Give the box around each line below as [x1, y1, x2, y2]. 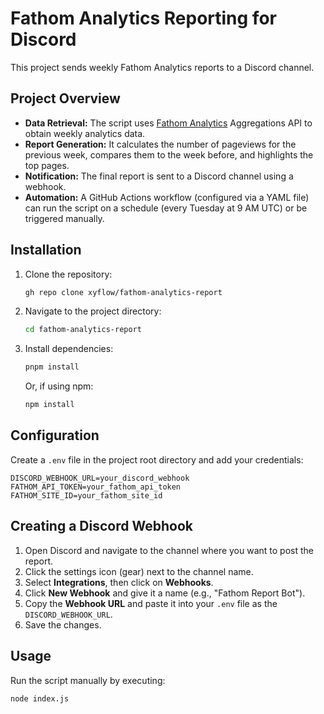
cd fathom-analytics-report [24, 325, 142, 335]
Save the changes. [24, 618, 102, 631]
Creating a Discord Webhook [10, 518, 193, 535]
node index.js [10, 693, 70, 704]
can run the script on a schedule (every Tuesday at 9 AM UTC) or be [24, 202, 308, 214]
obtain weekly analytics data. [24, 127, 146, 139]
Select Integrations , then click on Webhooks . [24, 576, 214, 588]
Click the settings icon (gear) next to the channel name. [24, 565, 254, 577]
